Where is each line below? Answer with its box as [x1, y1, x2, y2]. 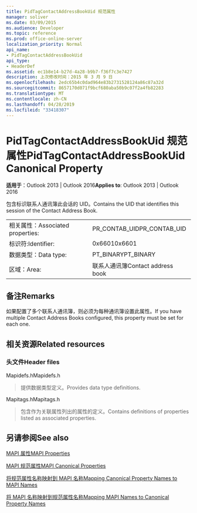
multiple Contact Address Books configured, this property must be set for [6, 314, 184, 321]
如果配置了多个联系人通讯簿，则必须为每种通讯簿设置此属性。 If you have [6, 308, 182, 315]
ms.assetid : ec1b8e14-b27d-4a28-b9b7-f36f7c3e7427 [6, 69, 133, 75]
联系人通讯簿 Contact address [92, 262, 174, 270]
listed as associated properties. [20, 414, 97, 421]
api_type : [6, 58, 30, 63]
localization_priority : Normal [6, 42, 83, 48]
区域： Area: [9, 266, 42, 274]
